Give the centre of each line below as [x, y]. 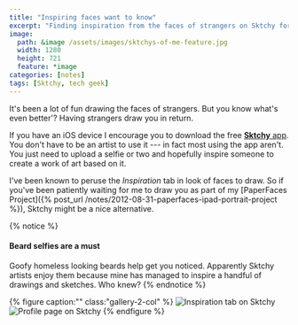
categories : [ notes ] [47, 75]
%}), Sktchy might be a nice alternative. [82, 208]
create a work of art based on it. [68, 163]
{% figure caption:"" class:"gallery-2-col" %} [91, 301]
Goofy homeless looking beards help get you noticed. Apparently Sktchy [142, 266]
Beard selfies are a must [55, 246]
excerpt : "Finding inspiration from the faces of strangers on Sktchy [142, 26]
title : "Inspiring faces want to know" [83, 17]
